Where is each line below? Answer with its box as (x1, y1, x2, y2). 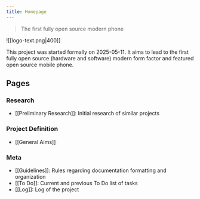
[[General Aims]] (14, 138, 56, 145)
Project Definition (6, 125, 59, 133)
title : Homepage (6, 8, 47, 15)
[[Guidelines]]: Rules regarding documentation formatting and (14, 167, 167, 174)
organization (14, 173, 46, 180)
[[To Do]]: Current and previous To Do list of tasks (14, 179, 139, 186)
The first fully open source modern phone (20, 25, 124, 32)
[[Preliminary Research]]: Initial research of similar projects (14, 110, 160, 117)
